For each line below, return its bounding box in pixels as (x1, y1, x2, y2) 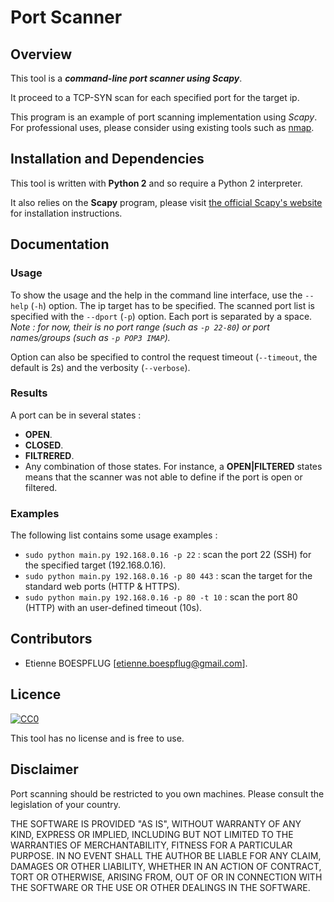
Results (10, 386, 48, 400)
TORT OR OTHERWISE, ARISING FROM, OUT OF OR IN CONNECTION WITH (10, 871, 323, 883)
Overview (10, 46, 73, 63)
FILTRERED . (24, 449, 75, 461)
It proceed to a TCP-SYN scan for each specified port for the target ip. (10, 92, 300, 103)
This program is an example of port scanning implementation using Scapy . (10, 111, 318, 123)
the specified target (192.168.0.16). (24, 559, 167, 571)
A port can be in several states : (10, 409, 142, 421)
